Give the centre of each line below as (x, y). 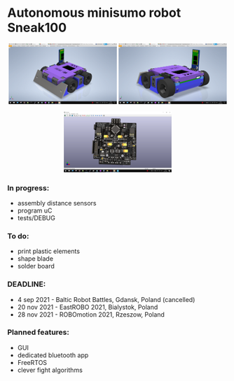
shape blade (35, 259)
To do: (18, 236)
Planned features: (39, 332)
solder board (36, 266)
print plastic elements (49, 251)
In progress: (28, 188)
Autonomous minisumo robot (94, 13)
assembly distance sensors (57, 203)
